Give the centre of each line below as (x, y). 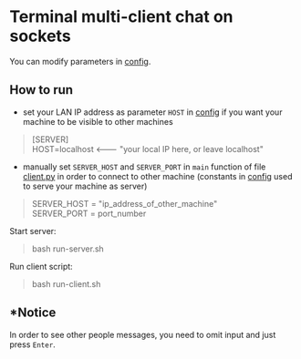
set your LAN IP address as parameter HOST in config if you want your (152, 112)
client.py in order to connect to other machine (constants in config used (157, 176)
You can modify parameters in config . (80, 61)
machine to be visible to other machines (98, 121)
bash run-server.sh (68, 249)
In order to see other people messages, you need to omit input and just (143, 334)
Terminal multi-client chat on (122, 17)
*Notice (33, 313)
